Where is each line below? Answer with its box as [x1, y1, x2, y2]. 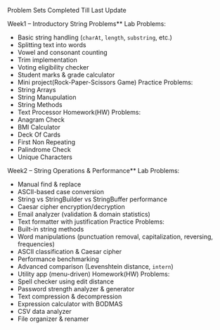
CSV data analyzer [17, 307, 72, 315]
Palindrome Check [17, 146, 72, 153]
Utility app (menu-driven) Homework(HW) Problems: [17, 270, 170, 278]
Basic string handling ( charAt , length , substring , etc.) [17, 33, 172, 42]
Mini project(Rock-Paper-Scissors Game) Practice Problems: [17, 78, 193, 87]
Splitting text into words [17, 41, 86, 49]
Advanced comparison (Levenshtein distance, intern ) [17, 262, 174, 270]
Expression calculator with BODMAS [17, 300, 123, 308]
